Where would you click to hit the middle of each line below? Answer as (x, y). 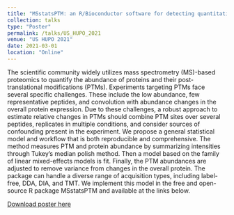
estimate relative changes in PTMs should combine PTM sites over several (114, 116)
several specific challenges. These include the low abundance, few (103, 94)
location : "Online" (36, 53)
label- (209, 175)
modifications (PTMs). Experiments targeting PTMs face (125, 87)
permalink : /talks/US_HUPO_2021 (54, 33)
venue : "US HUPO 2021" (40, 40)
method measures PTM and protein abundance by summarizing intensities (114, 146)
